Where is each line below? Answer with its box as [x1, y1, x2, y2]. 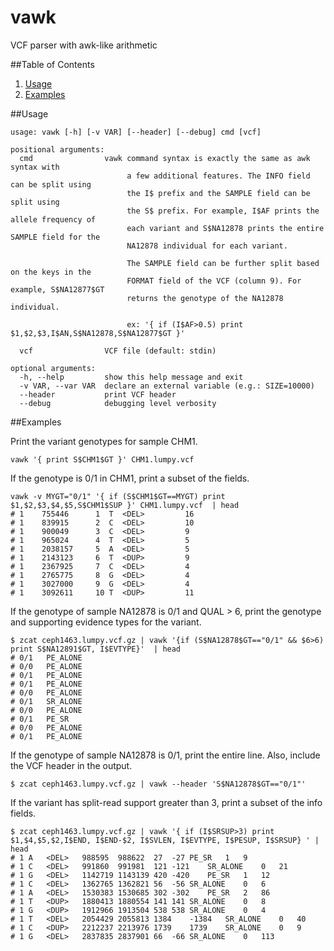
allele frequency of [10, 214, 97, 225]
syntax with [10, 162, 60, 172]
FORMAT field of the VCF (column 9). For [126, 276, 302, 286]
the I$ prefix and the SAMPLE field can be [126, 188, 311, 198]
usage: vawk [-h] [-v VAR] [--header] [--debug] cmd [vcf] [10, 127, 262, 137]
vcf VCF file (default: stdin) [19, 346, 217, 356]
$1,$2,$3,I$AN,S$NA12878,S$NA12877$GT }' [10, 328, 186, 338]
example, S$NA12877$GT [10, 284, 105, 295]
